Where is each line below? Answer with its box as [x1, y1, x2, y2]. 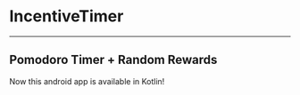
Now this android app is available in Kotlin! [9, 75, 165, 86]
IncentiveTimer [9, 6, 124, 27]
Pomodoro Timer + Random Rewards [9, 52, 218, 67]
